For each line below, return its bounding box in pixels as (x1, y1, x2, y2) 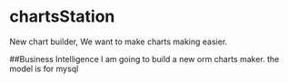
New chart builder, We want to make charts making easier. (9, 36, 228, 47)
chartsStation (9, 6, 115, 27)
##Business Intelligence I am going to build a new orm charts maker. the (9, 53, 280, 64)
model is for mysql (9, 63, 79, 74)
